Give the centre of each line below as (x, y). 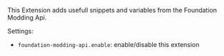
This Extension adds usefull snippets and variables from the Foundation (112, 10)
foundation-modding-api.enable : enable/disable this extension (108, 44)
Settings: (20, 31)
